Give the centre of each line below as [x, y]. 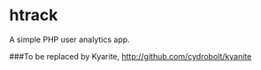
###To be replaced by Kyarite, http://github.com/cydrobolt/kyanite [130, 56]
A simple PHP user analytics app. [69, 39]
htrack [34, 15]
